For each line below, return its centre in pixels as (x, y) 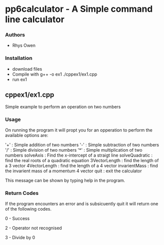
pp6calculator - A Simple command (79, 9)
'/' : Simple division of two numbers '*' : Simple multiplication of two (74, 150)
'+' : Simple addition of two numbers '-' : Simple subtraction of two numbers (82, 145)
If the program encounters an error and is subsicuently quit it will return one (82, 204)
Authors (15, 35)
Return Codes (22, 193)
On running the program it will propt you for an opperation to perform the (79, 130)
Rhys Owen (24, 46)
